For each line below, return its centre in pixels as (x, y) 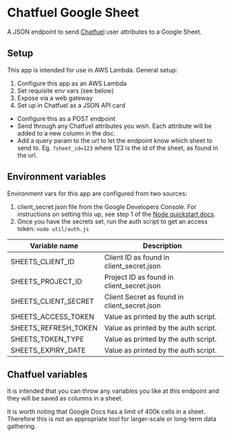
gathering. (22, 426)
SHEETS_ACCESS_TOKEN (53, 317)
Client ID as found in (137, 257)
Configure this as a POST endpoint (66, 118)
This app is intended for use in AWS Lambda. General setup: (92, 70)
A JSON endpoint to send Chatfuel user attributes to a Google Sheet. (104, 32)
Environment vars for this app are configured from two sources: (97, 193)
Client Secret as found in (144, 297)
